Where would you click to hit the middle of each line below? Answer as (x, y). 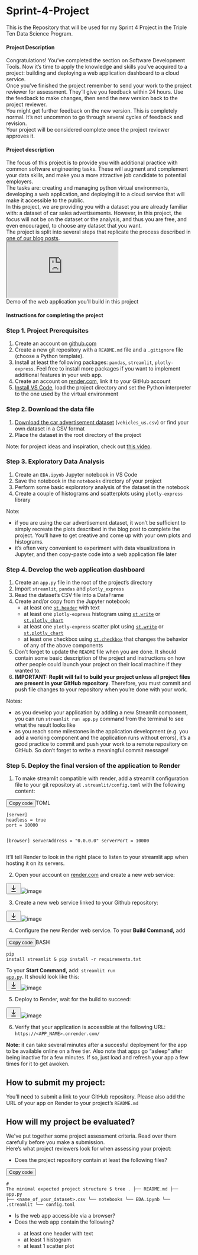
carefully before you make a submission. (56, 1142)
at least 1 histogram (47, 1240)
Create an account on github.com (56, 344)
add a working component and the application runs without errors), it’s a (103, 738)
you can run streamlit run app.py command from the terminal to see (99, 719)
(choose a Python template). (49, 356)
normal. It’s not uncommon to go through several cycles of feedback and (95, 117)
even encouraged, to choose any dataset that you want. (74, 226)
